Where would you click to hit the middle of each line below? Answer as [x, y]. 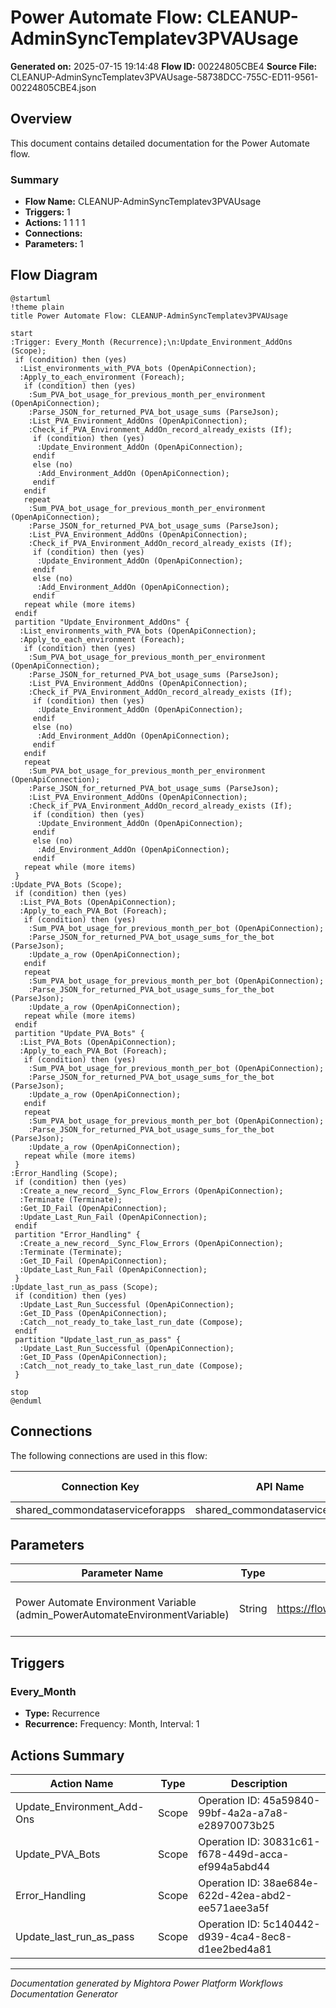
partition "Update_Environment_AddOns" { [102, 622]
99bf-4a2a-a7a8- [244, 1813]
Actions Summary [67, 1755]
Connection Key [100, 1486]
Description [259, 1783]
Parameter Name [122, 1573]
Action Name [81, 1783]
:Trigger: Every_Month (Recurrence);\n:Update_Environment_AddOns [151, 342]
